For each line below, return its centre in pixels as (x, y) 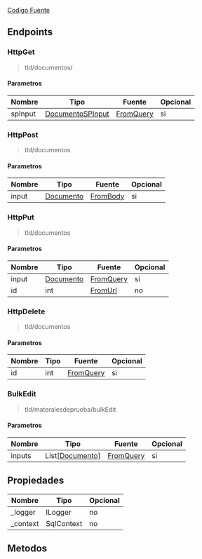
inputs (21, 455)
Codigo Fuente (29, 10)
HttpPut (21, 217)
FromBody (107, 196)
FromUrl (103, 290)
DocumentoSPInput (78, 114)
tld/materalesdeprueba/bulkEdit (70, 409)
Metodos (27, 549)
